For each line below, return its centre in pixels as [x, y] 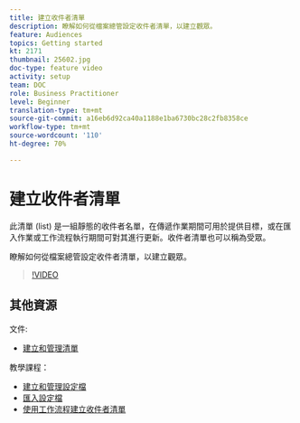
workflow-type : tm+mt [50, 127]
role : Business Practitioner [64, 93]
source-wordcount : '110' [56, 136]
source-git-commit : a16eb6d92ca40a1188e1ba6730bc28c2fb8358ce [129, 118]
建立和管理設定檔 [54, 386]
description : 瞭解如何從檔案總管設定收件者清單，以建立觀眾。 [113, 26]
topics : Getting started [56, 43]
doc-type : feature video [56, 69]
